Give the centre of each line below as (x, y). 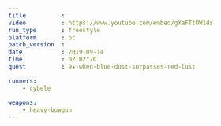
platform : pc (42, 37)
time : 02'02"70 (52, 60)
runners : (22, 81)
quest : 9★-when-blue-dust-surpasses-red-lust (102, 67)
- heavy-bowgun (47, 110)
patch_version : (37, 45)
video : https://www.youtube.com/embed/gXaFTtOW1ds (111, 23)
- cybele (37, 88)
